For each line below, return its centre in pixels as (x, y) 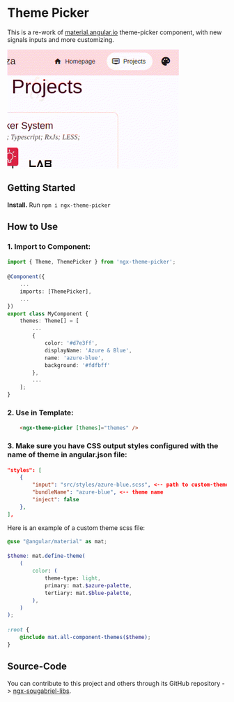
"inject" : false (56, 500)
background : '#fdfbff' (77, 365)
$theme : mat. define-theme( (46, 556)
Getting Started (41, 188)
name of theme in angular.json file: (67, 454)
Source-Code (37, 667)
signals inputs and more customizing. (61, 39)
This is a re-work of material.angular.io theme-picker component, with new (115, 32)
